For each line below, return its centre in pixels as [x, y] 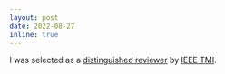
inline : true [34, 34]
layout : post [34, 18]
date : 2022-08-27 [42, 26]
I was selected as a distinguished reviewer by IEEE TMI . [113, 60]
